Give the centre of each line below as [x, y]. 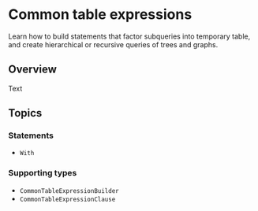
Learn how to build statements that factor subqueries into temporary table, [129, 36]
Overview [33, 70]
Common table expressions [100, 15]
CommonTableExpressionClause [67, 199]
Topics [25, 113]
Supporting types [43, 173]
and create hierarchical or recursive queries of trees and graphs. [113, 44]
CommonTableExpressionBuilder [69, 191]
